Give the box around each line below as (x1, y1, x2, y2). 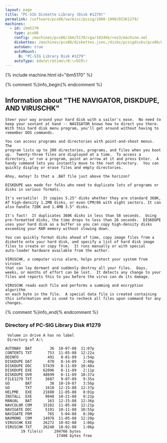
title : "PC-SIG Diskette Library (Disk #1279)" (5, 12, 106, 17)
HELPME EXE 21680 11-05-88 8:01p (5, 390, 94, 395)
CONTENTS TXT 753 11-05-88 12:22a (5, 350, 94, 356)
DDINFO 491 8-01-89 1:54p (5, 355, 94, 360)
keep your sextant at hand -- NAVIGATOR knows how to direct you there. (5, 122, 159, 127)
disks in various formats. (5, 187, 61, 192)
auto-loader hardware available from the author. (5, 248, 110, 253)
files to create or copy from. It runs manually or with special (5, 244, 146, 249)
